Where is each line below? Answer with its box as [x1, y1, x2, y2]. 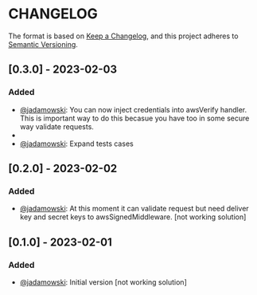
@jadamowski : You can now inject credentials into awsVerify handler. [19, 104, 247, 114]
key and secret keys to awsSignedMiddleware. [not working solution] [19, 212, 247, 222]
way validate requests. [19, 121, 94, 132]
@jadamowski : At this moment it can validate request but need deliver [19, 204, 249, 214]
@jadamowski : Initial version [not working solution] [19, 277, 187, 287]
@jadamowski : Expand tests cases [19, 139, 134, 148]
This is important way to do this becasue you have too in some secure [19, 113, 250, 123]
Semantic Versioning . [8, 39, 78, 49]
